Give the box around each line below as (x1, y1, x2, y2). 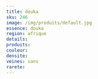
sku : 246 (6, 14, 28, 20)
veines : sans (6, 58, 39, 64)
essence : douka (6, 25, 44, 31)
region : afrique (6, 31, 47, 37)
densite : (6, 53, 28, 59)
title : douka (6, 8, 39, 15)
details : (6, 36, 28, 42)
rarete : (6, 64, 26, 70)
